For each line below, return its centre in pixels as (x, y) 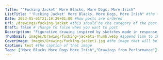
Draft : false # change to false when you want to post (62, 28)
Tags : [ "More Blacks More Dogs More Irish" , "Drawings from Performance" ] (81, 50)
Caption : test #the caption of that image (49, 45)
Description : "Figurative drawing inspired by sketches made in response (81, 32)
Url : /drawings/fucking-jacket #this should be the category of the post (81, 23)
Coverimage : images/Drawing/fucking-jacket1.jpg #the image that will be (81, 41)
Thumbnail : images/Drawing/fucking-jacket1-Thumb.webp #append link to (79, 37)
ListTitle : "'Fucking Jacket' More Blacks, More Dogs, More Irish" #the (80, 14)
